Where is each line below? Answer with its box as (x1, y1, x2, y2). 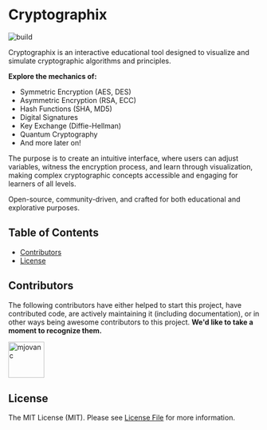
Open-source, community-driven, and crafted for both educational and (8, 194, 241, 204)
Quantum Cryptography (19, 129, 98, 139)
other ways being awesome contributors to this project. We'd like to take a (8, 317, 253, 327)
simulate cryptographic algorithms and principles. (8, 56, 171, 66)
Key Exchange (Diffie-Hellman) (19, 121, 122, 130)
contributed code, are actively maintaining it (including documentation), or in (8, 309, 260, 318)
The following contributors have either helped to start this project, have (8, 300, 242, 309)
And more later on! (19, 137, 81, 147)
